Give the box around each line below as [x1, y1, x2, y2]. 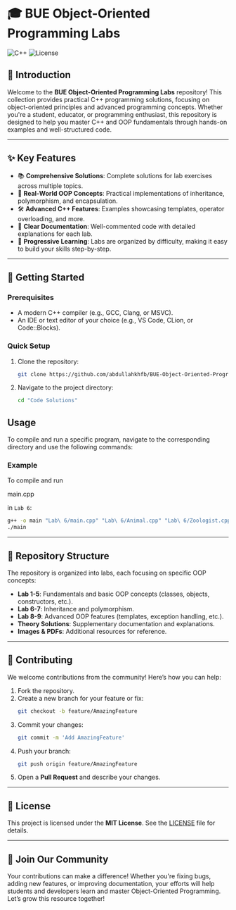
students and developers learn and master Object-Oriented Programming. [7, 887, 221, 895]
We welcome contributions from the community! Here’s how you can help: [7, 673, 221, 681]
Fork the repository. [17, 686, 75, 694]
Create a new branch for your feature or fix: [17, 694, 144, 702]
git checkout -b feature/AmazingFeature [17, 707, 138, 715]
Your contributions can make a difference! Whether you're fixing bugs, [7, 872, 211, 880]
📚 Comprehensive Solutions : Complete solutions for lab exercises [17, 171, 213, 180]
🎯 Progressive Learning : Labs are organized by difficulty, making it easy [17, 237, 228, 245]
